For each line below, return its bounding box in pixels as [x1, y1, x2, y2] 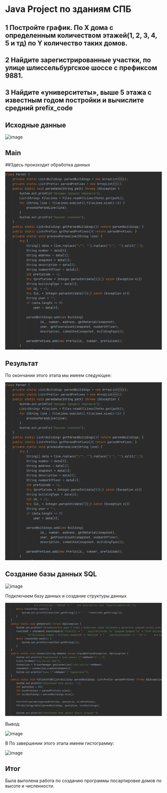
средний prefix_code [5, 104, 73, 113]
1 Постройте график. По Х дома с [5, 23, 113, 32]
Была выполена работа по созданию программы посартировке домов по [5, 778, 162, 784]
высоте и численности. [5, 783, 55, 789]
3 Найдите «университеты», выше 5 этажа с [5, 88, 152, 97]
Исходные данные [5, 121, 66, 129]
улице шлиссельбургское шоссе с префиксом [5, 63, 158, 72]
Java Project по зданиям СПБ [5, 3, 132, 15]
